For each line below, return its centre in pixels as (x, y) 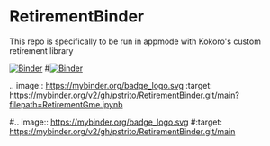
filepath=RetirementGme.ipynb (66, 104)
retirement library (41, 50)
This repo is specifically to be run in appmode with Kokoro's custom (135, 41)
